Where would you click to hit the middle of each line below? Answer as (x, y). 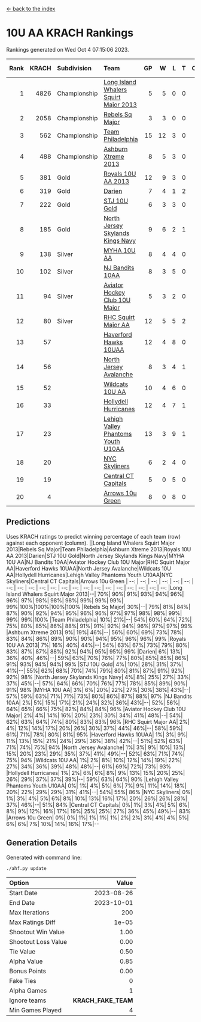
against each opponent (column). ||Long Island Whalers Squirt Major (91, 543)
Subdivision (74, 68)
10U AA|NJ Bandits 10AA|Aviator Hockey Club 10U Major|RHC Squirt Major (98, 562)
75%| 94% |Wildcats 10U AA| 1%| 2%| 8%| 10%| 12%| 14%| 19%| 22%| (94, 760)
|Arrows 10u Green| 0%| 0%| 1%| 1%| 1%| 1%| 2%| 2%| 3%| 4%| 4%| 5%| (98, 818)
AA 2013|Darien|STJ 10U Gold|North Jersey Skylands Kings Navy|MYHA (95, 555)
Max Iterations (29, 912)
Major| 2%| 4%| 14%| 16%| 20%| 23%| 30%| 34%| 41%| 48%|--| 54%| (95, 715)
